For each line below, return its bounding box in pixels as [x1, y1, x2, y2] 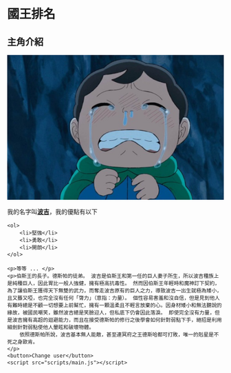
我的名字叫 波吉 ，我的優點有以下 [7, 208, 98, 216]
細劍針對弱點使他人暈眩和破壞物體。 [7, 323, 95, 331]
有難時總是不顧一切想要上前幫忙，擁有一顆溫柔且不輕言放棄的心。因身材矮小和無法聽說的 [7, 301, 222, 309]
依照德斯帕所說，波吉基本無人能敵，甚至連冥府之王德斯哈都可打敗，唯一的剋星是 [19, 331, 214, 338]
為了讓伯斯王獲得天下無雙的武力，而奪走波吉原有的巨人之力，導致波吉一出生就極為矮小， [7, 287, 222, 294]
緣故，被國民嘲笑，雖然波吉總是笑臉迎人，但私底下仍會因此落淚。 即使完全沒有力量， [7, 309, 215, 316]
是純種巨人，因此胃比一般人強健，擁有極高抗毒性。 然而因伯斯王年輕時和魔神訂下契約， [7, 280, 220, 287]
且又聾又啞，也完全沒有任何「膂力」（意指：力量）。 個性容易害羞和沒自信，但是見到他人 [7, 294, 220, 301]
